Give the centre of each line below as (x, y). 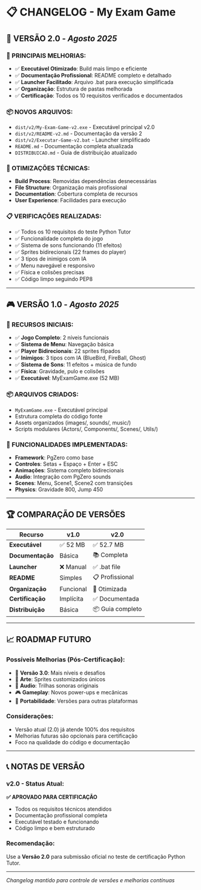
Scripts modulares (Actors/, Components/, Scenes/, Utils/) (86, 429)
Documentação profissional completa (61, 815)
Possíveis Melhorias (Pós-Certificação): (66, 660)
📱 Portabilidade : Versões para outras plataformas (76, 701)
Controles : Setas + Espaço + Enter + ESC (66, 464)
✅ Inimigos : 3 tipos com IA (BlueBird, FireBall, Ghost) (80, 358)
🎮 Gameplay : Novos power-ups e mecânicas (71, 692)
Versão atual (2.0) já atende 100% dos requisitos (75, 729)
